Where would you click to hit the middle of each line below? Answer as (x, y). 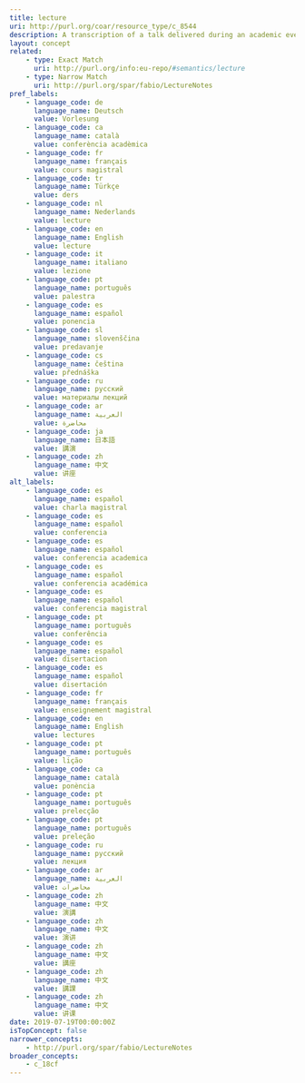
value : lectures (64, 735)
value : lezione (62, 271)
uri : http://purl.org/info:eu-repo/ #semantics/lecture (139, 69)
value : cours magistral (79, 170)
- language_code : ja (64, 431)
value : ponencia (64, 322)
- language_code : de (64, 102)
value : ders (56, 195)
